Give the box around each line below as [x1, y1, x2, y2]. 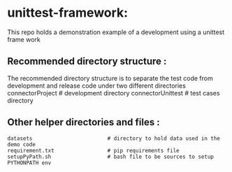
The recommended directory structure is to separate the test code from [7, 74, 213, 82]
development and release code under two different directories [7, 81, 187, 90]
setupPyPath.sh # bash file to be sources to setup [7, 153, 215, 160]
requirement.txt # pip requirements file [7, 147, 180, 154]
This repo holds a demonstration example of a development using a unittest [7, 28, 225, 36]
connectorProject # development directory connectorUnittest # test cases [7, 88, 220, 97]
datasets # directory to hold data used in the [7, 134, 220, 142]
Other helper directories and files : [7, 116, 161, 128]
